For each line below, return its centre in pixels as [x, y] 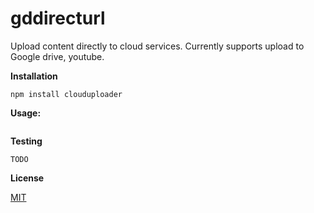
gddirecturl [58, 18]
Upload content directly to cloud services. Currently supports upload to [157, 46]
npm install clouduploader [66, 94]
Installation [34, 76]
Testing [26, 141]
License [27, 178]
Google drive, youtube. [57, 56]
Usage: [26, 113]
